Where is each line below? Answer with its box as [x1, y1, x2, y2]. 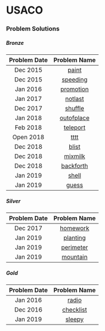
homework [59, 224, 90, 232]
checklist [62, 306, 87, 314]
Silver [6, 197, 21, 204]
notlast [65, 95, 84, 103]
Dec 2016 [14, 306, 43, 314]
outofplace [59, 114, 90, 122]
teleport [63, 123, 86, 132]
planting [63, 234, 86, 242]
